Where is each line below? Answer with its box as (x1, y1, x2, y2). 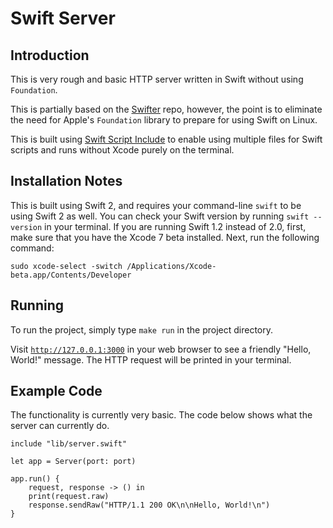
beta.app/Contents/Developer (10, 270, 132, 280)
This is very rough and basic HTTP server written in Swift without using (10, 73, 304, 85)
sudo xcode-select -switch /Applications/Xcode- (10, 261, 217, 271)
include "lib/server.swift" (10, 439, 128, 449)
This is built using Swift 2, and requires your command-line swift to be (10, 199, 302, 211)
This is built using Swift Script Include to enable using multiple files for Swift (10, 133, 323, 145)
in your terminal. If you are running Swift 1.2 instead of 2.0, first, (44, 220, 307, 232)
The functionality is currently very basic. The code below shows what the (10, 409, 313, 421)
